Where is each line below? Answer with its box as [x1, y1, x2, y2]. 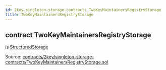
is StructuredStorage [5, 44, 49, 50]
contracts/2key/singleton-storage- [22, 54, 94, 60]
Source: [5, 54, 22, 60]
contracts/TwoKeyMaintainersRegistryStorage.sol [5, 59, 108, 65]
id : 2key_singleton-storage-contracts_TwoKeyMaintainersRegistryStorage [5, 7, 161, 13]
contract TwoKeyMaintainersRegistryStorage [5, 31, 151, 39]
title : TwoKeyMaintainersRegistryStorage [5, 12, 94, 17]
